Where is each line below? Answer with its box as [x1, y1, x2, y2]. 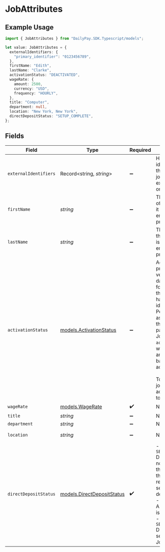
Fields [5, 132, 25, 140]
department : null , [9, 104, 48, 109]
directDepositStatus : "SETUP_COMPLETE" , [9, 114, 93, 119]
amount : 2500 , [14, 81, 43, 87]
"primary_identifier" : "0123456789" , [14, 54, 91, 59]
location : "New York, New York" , [9, 109, 78, 114]
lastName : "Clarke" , [9, 68, 52, 73]
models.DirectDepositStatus [60, 490, 125, 497]
